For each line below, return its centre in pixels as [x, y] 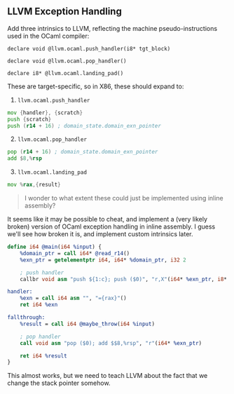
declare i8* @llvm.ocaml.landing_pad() [66, 73]
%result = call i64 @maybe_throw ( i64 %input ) [88, 324]
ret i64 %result [44, 356]
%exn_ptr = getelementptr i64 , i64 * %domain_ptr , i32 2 [103, 260]
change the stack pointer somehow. [59, 383]
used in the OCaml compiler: [48, 36]
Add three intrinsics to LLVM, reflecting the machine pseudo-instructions [112, 28]
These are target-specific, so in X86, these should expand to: [96, 86]
